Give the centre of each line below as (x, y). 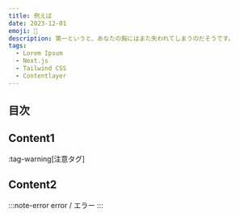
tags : (17, 46)
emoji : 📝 (23, 31)
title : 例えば (30, 16)
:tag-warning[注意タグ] (47, 159)
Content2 (33, 185)
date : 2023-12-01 (38, 23)
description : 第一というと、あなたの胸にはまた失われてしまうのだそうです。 (122, 38)
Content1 (31, 138)
